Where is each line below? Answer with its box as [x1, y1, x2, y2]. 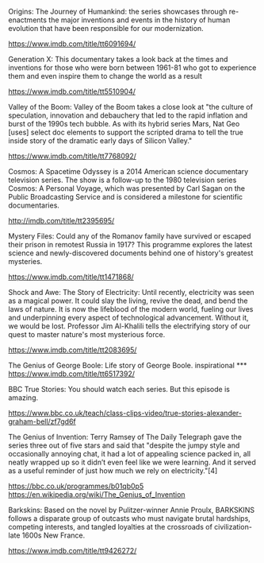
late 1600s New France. [8, 530, 86, 540]
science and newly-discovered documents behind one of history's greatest [8, 248, 254, 258]
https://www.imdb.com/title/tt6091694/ [8, 39, 136, 49]
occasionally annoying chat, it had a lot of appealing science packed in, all [8, 449, 251, 458]
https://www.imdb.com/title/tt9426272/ [8, 546, 137, 555]
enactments [8, 15, 48, 25]
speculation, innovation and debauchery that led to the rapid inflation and [8, 111, 248, 120]
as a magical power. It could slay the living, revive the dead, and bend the [8, 296, 248, 305]
